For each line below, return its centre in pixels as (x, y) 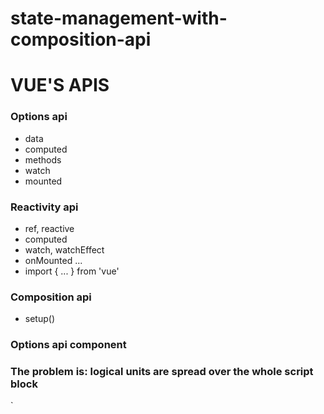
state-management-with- (119, 18)
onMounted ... (53, 260)
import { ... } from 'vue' (72, 271)
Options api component (68, 345)
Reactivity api (44, 207)
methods (43, 159)
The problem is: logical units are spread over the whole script (162, 372)
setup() (39, 319)
